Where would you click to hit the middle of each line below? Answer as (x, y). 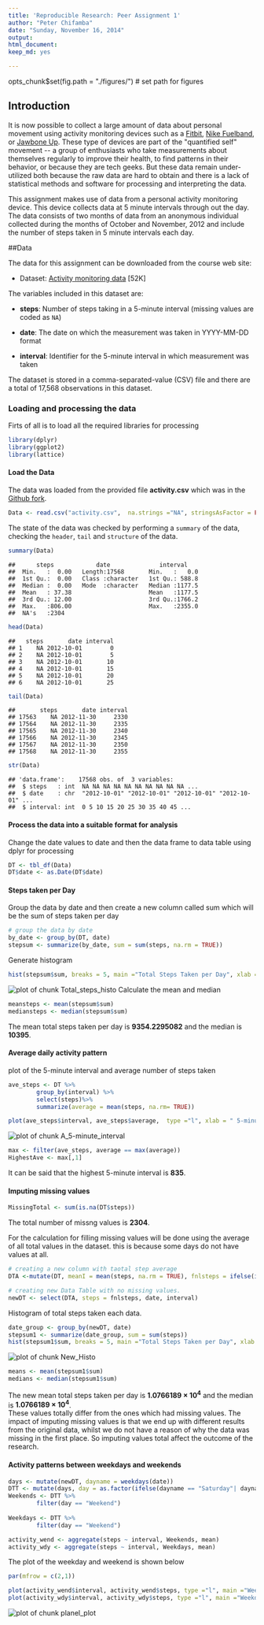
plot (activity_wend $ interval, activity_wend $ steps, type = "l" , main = (126, 1591)
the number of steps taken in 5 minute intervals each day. (101, 232)
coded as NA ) (40, 317)
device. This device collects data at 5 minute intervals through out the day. (129, 207)
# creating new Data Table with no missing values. (94, 1290)
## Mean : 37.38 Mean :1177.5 (103, 592)
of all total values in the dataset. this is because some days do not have (124, 1246)
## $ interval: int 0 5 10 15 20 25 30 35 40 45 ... (100, 807)
